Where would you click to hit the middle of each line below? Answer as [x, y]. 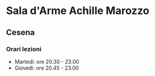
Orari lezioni [24, 49]
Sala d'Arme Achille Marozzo [78, 11]
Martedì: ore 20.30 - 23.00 [47, 61]
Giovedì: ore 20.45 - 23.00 [47, 68]
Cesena [21, 32]
